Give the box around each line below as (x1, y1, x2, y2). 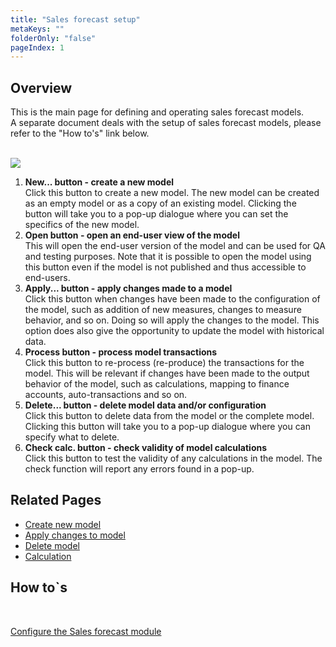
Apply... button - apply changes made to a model (24, 282, 233, 295)
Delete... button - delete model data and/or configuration (24, 399, 267, 411)
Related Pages (10, 492, 102, 509)
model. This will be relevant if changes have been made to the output (24, 367, 310, 380)
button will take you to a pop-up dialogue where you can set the (24, 208, 289, 220)
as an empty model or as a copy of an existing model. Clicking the (24, 197, 297, 210)
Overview (10, 79, 73, 96)
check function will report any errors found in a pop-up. (24, 463, 255, 475)
